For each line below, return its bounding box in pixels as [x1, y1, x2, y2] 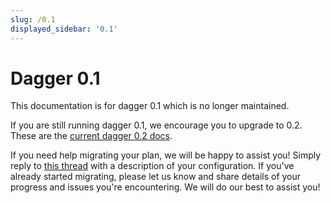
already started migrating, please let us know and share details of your [10, 171, 302, 183]
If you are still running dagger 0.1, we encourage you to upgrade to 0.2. [10, 119, 303, 131]
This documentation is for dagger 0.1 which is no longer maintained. [10, 100, 290, 112]
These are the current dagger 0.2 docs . [10, 130, 173, 142]
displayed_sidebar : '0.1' [10, 24, 118, 34]
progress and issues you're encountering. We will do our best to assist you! [10, 181, 321, 193]
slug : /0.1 [10, 14, 56, 25]
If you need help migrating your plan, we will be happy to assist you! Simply [10, 149, 322, 161]
